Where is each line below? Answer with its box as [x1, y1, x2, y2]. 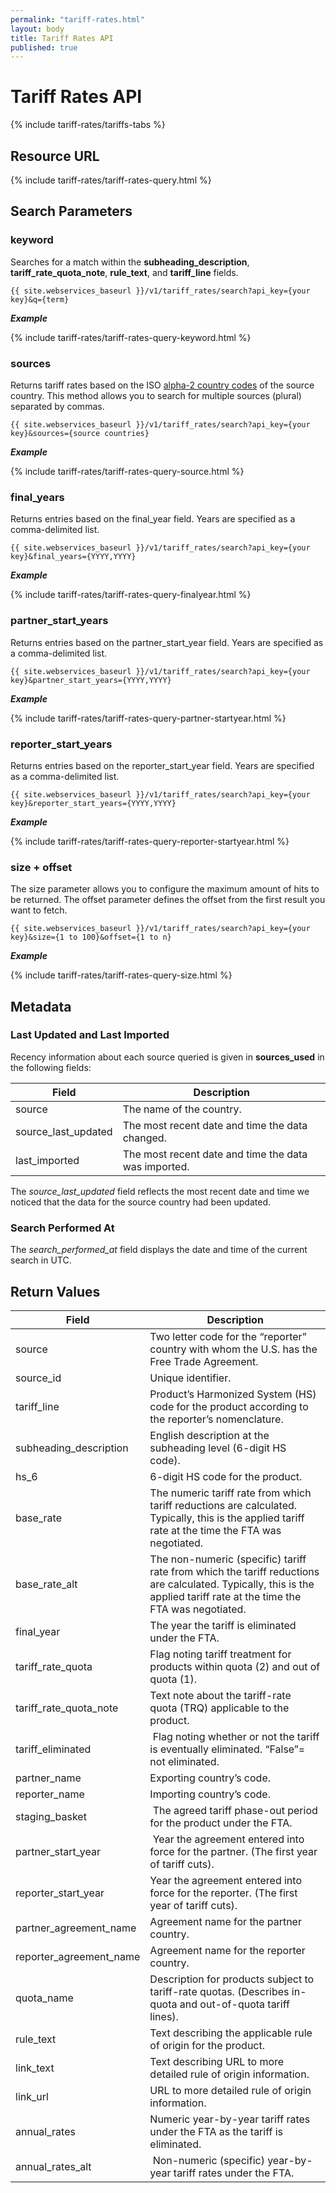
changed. [122, 1131, 167, 1145]
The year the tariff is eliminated [149, 1618, 297, 1632]
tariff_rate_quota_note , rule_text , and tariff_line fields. [10, 266, 239, 278]
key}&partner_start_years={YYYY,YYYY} [10, 675, 172, 685]
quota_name [15, 1991, 74, 2005]
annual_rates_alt [15, 2159, 92, 2173]
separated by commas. [10, 400, 105, 412]
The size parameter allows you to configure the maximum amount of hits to [10, 883, 320, 895]
